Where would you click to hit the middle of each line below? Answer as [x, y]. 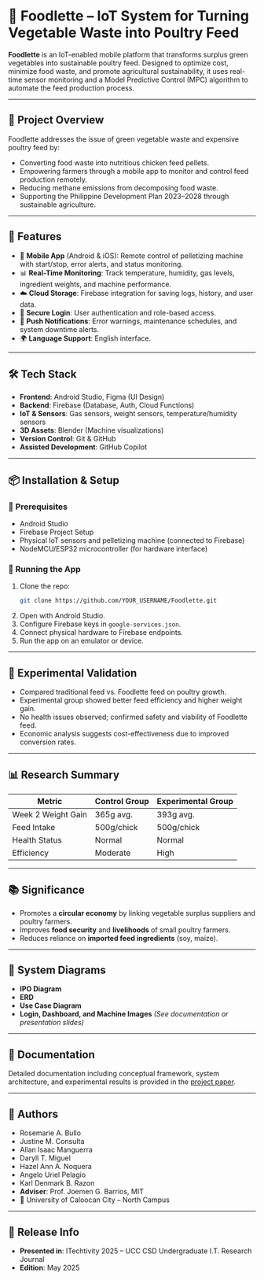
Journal [32, 1259]
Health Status [37, 839]
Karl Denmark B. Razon [57, 1183]
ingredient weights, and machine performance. [95, 284]
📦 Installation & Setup [64, 480]
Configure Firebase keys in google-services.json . [100, 624]
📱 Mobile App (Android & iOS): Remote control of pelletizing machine [131, 256]
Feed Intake [34, 827]
